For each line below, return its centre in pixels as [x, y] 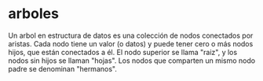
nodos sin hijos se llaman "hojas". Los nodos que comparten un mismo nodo [132, 61]
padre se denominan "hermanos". [63, 68]
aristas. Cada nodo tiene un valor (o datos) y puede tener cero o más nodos [131, 43]
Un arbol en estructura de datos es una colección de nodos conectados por [131, 35]
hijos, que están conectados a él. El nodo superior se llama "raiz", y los [123, 52]
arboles [33, 14]
